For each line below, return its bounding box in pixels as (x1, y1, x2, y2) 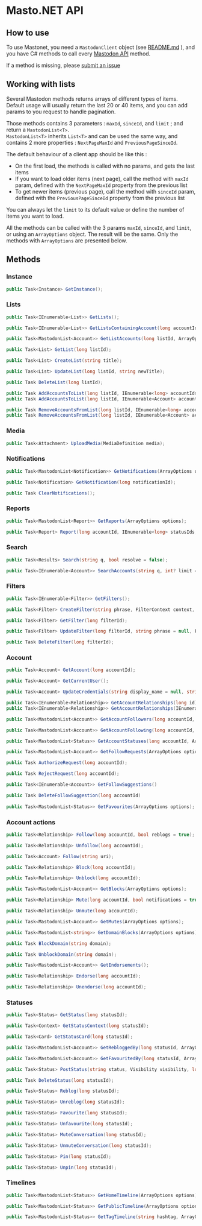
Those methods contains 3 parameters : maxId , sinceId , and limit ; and (6, 119, 183, 127)
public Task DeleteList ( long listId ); (6, 379, 103, 385)
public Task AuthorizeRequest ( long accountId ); (6, 760, 128, 766)
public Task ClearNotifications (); (6, 490, 96, 496)
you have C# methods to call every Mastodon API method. (6, 50, 151, 57)
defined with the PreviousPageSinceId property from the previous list (14, 194, 185, 201)
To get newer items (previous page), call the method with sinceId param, (14, 188, 196, 195)
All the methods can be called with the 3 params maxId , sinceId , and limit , (6, 224, 192, 231)
